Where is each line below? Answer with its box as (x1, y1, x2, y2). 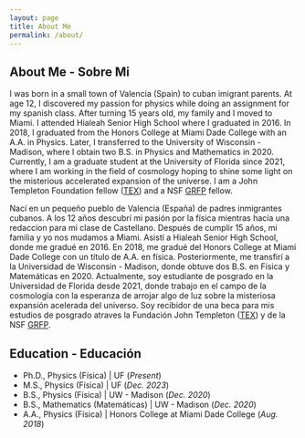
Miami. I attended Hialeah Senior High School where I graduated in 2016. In (9, 118, 291, 129)
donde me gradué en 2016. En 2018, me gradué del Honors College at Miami (9, 242, 297, 253)
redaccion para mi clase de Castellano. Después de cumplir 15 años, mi (9, 223, 278, 234)
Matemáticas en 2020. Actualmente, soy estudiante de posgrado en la (9, 271, 274, 282)
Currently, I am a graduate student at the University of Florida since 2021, (9, 156, 286, 167)
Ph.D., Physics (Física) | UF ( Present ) (22, 370, 162, 381)
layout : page (9, 13, 59, 23)
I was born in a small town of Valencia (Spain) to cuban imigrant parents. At (9, 89, 292, 99)
